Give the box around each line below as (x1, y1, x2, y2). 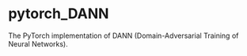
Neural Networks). (8, 39, 69, 48)
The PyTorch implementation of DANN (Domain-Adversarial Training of (8, 31, 239, 40)
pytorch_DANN (8, 5, 109, 23)
